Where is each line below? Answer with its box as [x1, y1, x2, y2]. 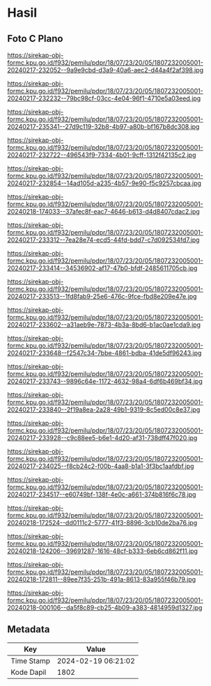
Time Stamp [10, 656, 51, 666]
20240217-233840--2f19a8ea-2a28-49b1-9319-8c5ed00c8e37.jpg [7, 405, 201, 414]
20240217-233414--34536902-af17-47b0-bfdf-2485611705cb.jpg [7, 264, 198, 272]
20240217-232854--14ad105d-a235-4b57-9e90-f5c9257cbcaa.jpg [7, 179, 202, 187]
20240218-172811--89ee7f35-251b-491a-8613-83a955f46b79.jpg [7, 575, 196, 583]
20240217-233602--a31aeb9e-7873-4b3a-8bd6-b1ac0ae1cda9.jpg [7, 320, 201, 329]
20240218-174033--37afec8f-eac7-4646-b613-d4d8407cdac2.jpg [7, 208, 200, 215]
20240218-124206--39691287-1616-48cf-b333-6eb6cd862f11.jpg [7, 547, 198, 555]
